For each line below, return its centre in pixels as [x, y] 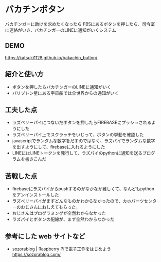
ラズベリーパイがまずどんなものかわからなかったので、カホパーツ [78, 201]
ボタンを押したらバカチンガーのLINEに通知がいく [62, 87]
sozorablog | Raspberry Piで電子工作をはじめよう [62, 249]
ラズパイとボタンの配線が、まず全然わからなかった [63, 219]
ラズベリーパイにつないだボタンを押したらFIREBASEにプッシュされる [82, 123]
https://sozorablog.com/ [36, 254]
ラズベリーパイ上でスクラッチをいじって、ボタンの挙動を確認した [78, 135]
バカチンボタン [35, 10]
